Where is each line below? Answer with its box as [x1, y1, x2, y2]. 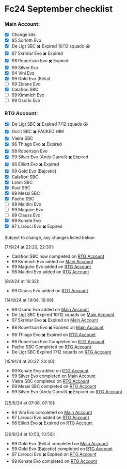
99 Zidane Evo [11, 81, 41, 87]
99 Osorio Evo [11, 97, 41, 103]
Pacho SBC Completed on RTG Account [11, 344, 92, 350]
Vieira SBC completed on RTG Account [11, 378, 90, 384]
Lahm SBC [11, 179, 33, 185]
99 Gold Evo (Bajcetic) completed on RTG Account [11, 446, 113, 452]
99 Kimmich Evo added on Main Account [11, 259, 94, 265]
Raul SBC [11, 184, 31, 190]
